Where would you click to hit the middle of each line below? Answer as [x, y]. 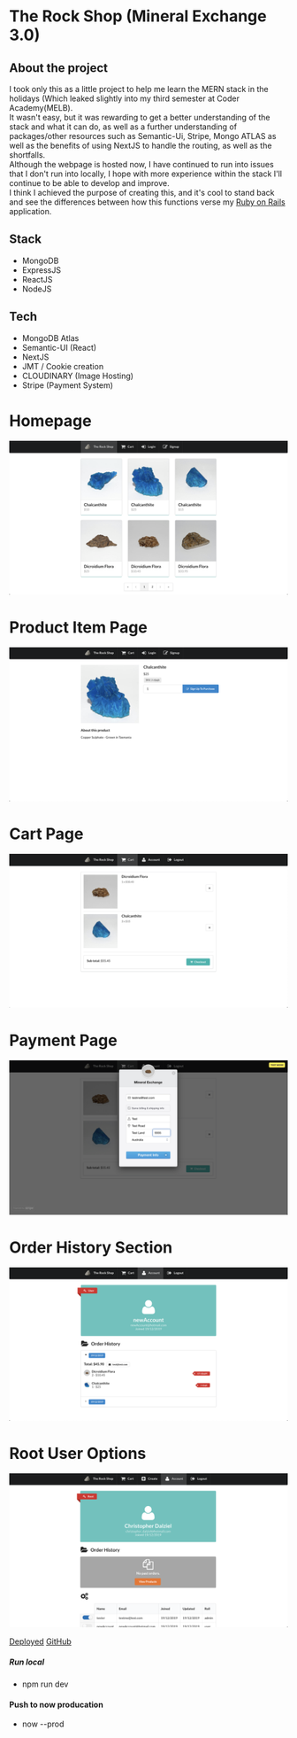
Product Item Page [79, 628]
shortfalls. [27, 155]
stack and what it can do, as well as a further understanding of [123, 127]
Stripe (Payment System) [67, 385]
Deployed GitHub [41, 1641]
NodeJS [37, 289]
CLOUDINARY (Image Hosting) [78, 376]
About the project [59, 68]
